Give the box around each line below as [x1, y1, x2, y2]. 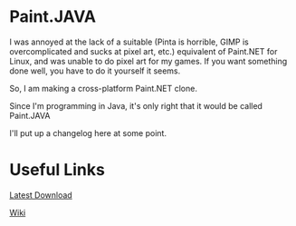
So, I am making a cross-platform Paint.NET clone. [9, 83, 197, 93]
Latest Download [9, 189, 72, 201]
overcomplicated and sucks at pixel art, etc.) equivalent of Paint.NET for [9, 45, 278, 56]
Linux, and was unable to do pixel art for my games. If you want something [9, 55, 288, 66]
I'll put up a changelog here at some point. [9, 127, 167, 138]
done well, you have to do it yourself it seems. [9, 65, 181, 76]
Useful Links [9, 160, 106, 181]
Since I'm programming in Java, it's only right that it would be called [9, 100, 263, 111]
